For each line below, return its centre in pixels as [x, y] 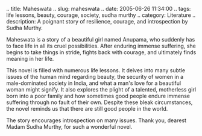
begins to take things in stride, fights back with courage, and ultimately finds [101, 52]
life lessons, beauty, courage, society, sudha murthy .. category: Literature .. [101, 15]
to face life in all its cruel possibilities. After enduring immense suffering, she [101, 46]
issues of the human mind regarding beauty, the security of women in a [95, 77]
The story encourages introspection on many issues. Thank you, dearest [96, 120]
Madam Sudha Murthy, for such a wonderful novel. [69, 127]
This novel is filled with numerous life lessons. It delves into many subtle [96, 70]
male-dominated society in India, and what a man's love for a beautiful [94, 83]
